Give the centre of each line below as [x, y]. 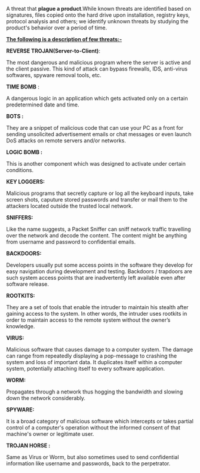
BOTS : [15, 116]
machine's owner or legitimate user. [50, 434]
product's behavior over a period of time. [57, 28]
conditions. [20, 170]
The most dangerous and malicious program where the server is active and [99, 62]
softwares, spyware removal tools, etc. [54, 75]
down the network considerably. [46, 398]
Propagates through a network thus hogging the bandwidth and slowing [95, 392]
